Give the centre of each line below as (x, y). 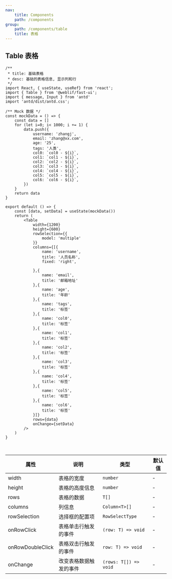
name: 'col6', (57, 405)
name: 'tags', (57, 304)
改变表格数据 (74, 561)
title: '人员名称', (61, 257)
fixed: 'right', (59, 262)
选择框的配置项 (77, 516)
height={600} (46, 229)
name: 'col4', (57, 376)
